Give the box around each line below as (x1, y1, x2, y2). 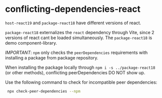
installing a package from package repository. (5, 54, 99, 60)
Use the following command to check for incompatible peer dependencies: (5, 79, 158, 85)
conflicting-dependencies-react (5, 3, 141, 15)
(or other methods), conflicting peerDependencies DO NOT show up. (5, 69, 146, 75)
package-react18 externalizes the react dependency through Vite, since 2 (5, 29, 155, 35)
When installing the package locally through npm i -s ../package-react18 (5, 64, 156, 70)
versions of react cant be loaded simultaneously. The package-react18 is (5, 35, 152, 41)
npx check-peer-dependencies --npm (7, 89, 81, 94)
